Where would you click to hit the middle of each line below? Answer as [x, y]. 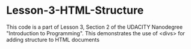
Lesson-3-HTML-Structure [75, 10]
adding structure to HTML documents [53, 39]
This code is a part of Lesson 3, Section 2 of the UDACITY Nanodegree [94, 27]
